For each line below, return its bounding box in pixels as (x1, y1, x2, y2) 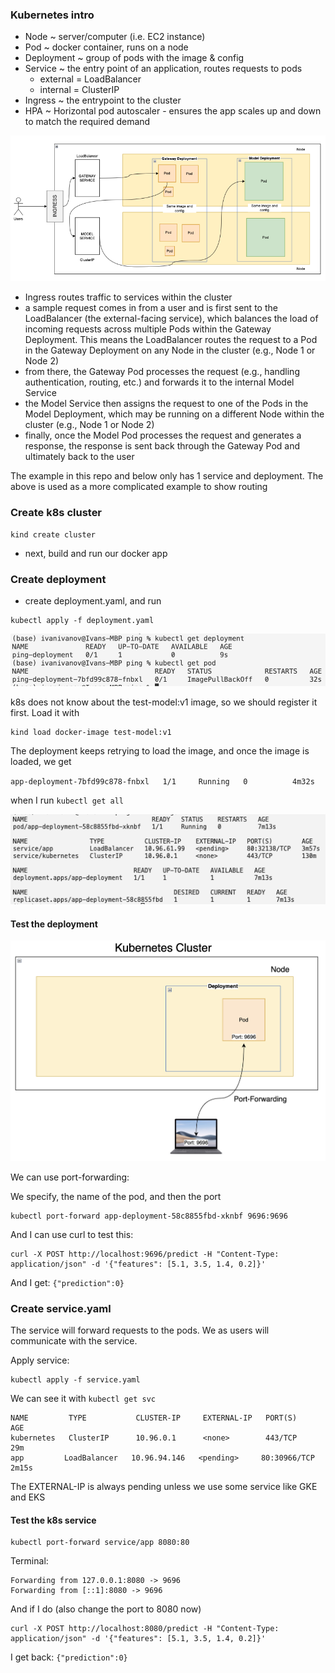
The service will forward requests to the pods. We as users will (10, 1324, 270, 1337)
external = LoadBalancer (39, 73, 142, 85)
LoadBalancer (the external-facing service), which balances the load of (24, 313, 319, 325)
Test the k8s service (10, 1514, 97, 1526)
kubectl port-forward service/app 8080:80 (10, 1538, 190, 1548)
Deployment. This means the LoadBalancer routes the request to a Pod (24, 334, 318, 346)
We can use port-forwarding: (10, 1171, 130, 1183)
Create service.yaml (10, 1301, 112, 1315)
